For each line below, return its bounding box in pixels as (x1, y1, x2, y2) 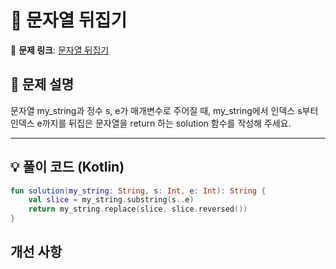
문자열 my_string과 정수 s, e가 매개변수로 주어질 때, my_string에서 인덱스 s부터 (10, 104, 319, 116)
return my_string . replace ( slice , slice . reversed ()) (28, 204, 248, 215)
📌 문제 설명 (10, 76, 75, 93)
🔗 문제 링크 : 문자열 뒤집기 (10, 44, 110, 56)
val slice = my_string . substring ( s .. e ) (28, 195, 195, 205)
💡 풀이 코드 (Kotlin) (10, 159, 125, 176)
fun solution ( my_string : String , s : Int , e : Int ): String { (10, 186, 267, 196)
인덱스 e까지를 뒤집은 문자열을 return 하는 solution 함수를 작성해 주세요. (10, 117, 292, 129)
